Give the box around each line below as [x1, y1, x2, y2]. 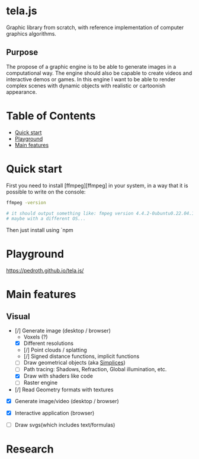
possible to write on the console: [6, 188, 86, 195]
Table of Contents [6, 109, 96, 122]
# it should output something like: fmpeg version [6, 210, 134, 216]
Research [6, 442, 54, 455]
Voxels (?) [23, 334, 49, 341]
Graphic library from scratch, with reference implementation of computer [6, 24, 184, 31]
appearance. [6, 88, 37, 96]
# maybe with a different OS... [6, 216, 86, 222]
